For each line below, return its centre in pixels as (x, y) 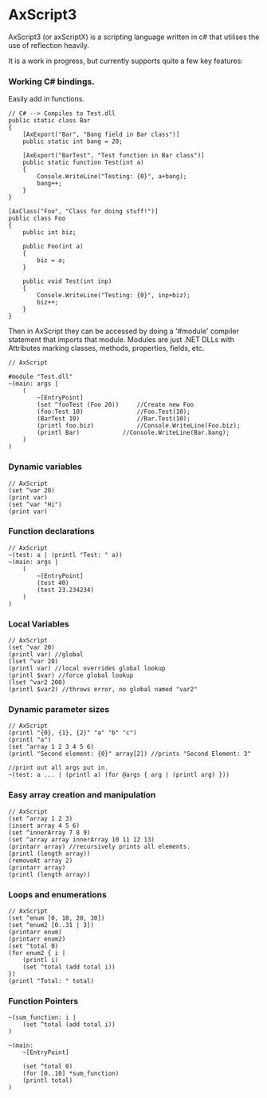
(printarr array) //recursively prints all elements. (100, 846)
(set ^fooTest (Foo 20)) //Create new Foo (116, 405)
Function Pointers (43, 1001)
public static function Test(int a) (84, 163)
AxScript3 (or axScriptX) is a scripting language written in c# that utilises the (134, 37)
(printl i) (41, 961)
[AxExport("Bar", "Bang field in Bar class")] (101, 135)
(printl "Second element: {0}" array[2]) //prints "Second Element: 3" (130, 754)
